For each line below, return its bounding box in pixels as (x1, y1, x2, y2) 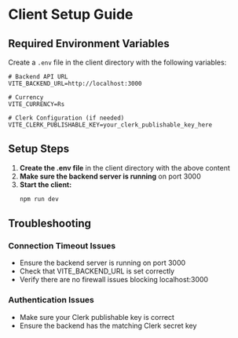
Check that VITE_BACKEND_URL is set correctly (19, 266, 175, 276)
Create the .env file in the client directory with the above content (19, 163, 230, 172)
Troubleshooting (8, 217, 92, 230)
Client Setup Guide (8, 6, 134, 24)
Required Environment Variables (8, 37, 170, 50)
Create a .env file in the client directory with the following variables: (8, 57, 227, 67)
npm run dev (19, 195, 59, 203)
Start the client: (19, 179, 72, 189)
